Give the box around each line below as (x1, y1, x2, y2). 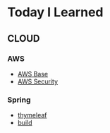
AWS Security (17, 77, 59, 86)
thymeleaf (17, 111, 47, 120)
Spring (7, 95, 31, 105)
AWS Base (17, 69, 48, 78)
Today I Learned (7, 4, 104, 21)
